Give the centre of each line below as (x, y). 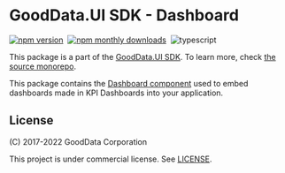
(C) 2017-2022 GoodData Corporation (78, 141)
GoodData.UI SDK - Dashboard (124, 15)
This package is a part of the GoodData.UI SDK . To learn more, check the (142, 56)
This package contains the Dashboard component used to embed (129, 83)
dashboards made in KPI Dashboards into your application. (116, 93)
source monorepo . (43, 66)
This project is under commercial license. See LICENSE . (111, 159)
